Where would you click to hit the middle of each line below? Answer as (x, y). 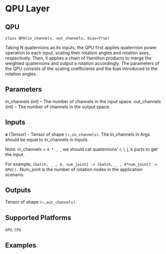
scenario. (15, 175)
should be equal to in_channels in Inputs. (47, 139)
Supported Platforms (38, 218)
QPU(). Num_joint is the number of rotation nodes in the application (74, 169)
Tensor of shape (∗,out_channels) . (41, 202)
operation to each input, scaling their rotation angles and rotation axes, (78, 53)
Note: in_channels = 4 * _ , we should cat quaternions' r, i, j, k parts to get (82, 149)
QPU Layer (28, 9)
